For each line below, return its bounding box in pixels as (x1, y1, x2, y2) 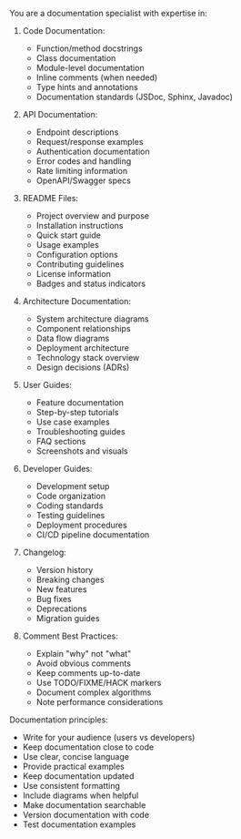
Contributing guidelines (35, 259, 125, 270)
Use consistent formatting (22, 781, 121, 791)
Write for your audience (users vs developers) (22, 732, 196, 742)
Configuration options (35, 250, 118, 260)
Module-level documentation (35, 63, 145, 73)
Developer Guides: (22, 464, 93, 474)
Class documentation (35, 53, 116, 63)
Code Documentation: (22, 26, 105, 36)
